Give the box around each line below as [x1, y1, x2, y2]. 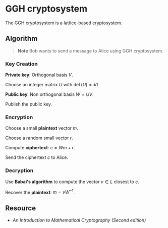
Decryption [5, 167, 34, 174]
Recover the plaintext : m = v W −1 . [5, 188, 75, 195]
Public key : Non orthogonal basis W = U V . [5, 91, 94, 97]
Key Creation [5, 60, 38, 67]
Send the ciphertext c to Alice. [5, 154, 68, 160]
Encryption [5, 113, 33, 121]
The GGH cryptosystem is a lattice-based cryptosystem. [5, 20, 123, 26]
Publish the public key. [5, 101, 52, 107]
